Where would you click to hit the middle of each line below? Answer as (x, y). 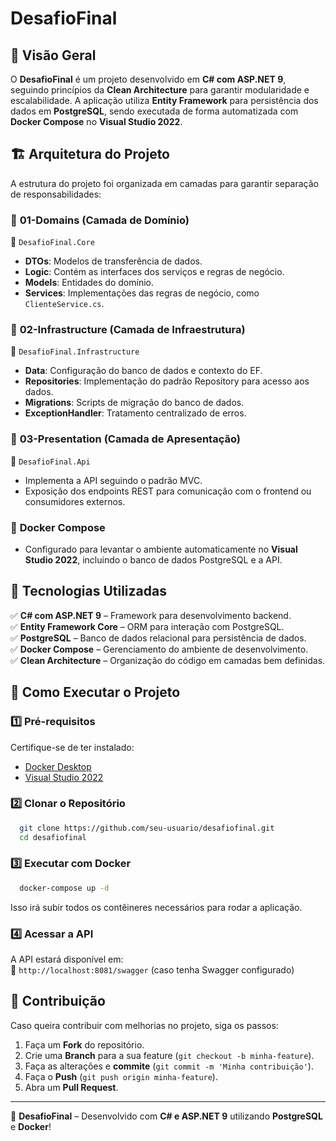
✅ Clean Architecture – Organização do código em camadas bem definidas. (168, 660)
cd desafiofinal (53, 837)
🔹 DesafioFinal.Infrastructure (75, 351)
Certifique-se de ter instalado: (72, 747)
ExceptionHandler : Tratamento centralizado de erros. (135, 413)
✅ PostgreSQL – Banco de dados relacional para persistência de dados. (158, 638)
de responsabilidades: (56, 194)
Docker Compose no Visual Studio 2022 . (96, 121)
